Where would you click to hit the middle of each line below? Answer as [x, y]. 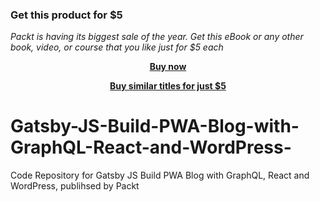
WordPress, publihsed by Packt [75, 186]
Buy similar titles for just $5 [168, 86]
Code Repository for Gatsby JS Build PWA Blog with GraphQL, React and [160, 175]
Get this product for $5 [66, 15]
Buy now [168, 67]
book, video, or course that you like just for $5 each [117, 47]
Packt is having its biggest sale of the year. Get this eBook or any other [157, 37]
